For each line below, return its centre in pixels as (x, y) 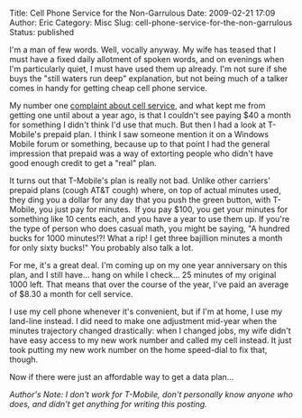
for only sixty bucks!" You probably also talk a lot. (101, 248)
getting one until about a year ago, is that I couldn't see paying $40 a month (150, 115)
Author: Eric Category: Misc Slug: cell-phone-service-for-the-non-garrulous (151, 23)
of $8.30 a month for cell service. (71, 294)
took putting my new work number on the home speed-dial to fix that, (138, 350)
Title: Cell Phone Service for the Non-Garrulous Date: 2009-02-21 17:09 (142, 13)
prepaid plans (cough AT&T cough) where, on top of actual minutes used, (145, 190)
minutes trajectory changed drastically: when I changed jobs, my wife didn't (150, 330)
